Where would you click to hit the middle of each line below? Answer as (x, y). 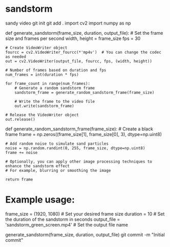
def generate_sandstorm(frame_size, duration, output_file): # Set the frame (84, 33)
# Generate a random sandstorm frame (55, 88)
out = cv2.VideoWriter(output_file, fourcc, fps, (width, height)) (79, 61)
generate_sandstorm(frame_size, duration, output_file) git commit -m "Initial (85, 234)
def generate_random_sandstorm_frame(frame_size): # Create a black (79, 129)
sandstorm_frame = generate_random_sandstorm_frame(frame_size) (84, 93)
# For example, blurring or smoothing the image (58, 170)
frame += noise (22, 152)
